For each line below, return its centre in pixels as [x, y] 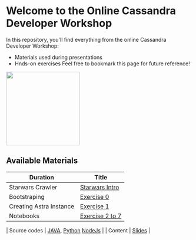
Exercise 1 [95, 206]
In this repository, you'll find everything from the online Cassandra [86, 39]
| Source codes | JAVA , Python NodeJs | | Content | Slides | [78, 230]
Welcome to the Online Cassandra [91, 11]
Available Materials [42, 161]
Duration [42, 177]
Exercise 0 [95, 196]
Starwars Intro [100, 187]
